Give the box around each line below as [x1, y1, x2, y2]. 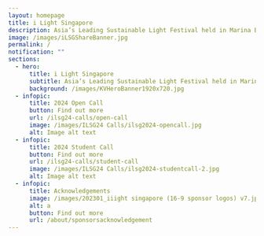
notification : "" [8, 48, 65, 56]
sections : [8, 56, 41, 64]
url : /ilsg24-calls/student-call [28, 158, 139, 166]
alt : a [28, 201, 51, 209]
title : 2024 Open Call [28, 99, 104, 107]
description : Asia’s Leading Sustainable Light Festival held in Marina [8, 26, 251, 34]
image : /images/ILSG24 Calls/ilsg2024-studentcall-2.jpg [28, 165, 220, 173]
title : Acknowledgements [28, 186, 111, 195]
